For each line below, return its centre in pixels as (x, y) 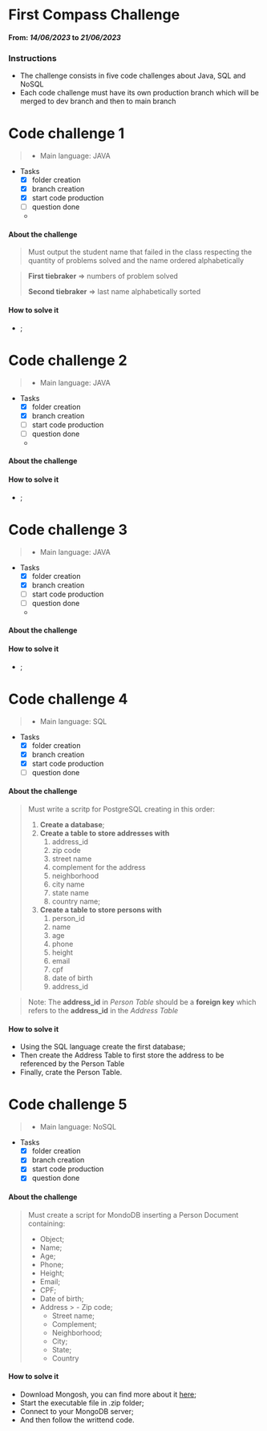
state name (71, 893)
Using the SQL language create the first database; (103, 1047)
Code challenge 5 (68, 1105)
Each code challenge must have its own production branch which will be (139, 93)
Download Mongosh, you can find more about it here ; (108, 1394)
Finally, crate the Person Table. (71, 1073)
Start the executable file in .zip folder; (82, 1403)
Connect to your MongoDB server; (77, 1411)
